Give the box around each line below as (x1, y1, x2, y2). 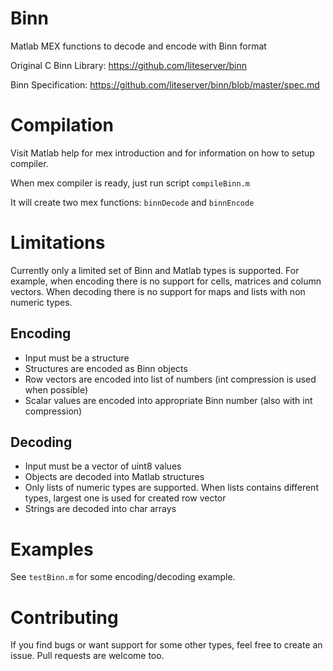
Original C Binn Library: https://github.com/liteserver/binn (10, 59, 247, 71)
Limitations (10, 232, 106, 254)
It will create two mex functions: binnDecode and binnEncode (10, 196, 255, 208)
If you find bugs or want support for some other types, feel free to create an (10, 639, 323, 651)
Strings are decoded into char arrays (24, 503, 177, 515)
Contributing (10, 606, 119, 629)
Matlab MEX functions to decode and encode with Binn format (10, 40, 267, 52)
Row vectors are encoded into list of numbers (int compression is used (24, 373, 317, 385)
